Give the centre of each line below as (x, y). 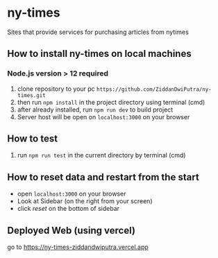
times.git (32, 95)
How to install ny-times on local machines (100, 54)
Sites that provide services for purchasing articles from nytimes (98, 32)
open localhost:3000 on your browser (72, 194)
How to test (32, 139)
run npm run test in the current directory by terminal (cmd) (101, 155)
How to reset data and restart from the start (103, 177)
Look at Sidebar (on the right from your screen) (85, 201)
